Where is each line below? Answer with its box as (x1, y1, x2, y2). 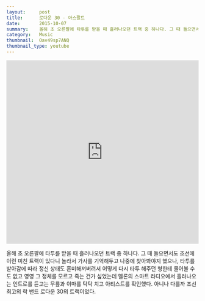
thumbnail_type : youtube (6, 43, 70, 50)
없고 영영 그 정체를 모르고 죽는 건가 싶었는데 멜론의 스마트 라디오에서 (12, 272, 176, 280)
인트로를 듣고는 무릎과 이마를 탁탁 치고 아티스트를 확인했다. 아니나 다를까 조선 (12, 280, 197, 288)
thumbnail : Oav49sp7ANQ (6, 37, 70, 43)
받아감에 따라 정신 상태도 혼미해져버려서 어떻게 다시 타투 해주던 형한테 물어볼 (6, 264, 189, 272)
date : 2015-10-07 (6, 20, 67, 26)
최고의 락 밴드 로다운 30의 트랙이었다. (6, 288, 96, 295)
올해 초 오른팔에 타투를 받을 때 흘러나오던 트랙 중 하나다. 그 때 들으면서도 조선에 (6, 249, 195, 257)
